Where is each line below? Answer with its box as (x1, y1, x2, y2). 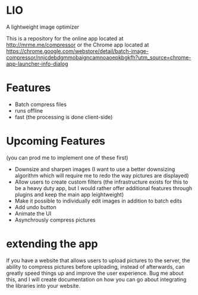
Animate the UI (14, 210, 52, 217)
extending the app (6, 237, 98, 250)
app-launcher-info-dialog (6, 60, 68, 67)
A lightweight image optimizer (6, 23, 79, 30)
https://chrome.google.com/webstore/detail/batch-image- (6, 47, 149, 54)
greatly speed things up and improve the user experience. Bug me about (6, 269, 184, 277)
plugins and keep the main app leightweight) (14, 191, 124, 198)
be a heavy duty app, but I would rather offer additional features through (14, 184, 193, 191)
